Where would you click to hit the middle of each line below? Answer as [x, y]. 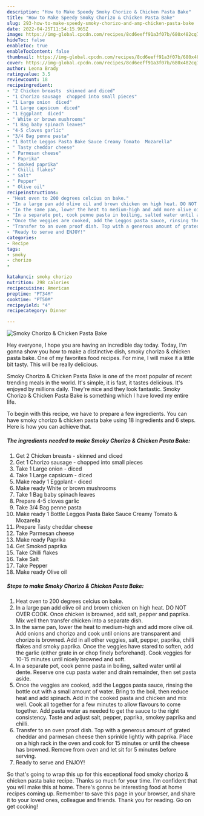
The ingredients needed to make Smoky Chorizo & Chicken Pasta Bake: [98, 440]
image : [15, 35]
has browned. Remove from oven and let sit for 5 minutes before [96, 750]
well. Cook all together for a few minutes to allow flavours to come [98, 704]
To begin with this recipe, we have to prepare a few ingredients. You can [97, 414]
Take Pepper [31, 566]
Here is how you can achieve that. [49, 427]
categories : [22, 237]
